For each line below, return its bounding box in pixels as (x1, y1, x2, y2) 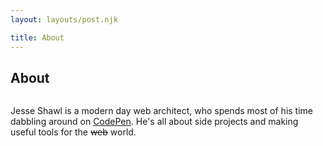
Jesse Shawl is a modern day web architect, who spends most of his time (10, 105, 314, 117)
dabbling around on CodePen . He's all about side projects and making (10, 116, 299, 128)
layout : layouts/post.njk (10, 14, 118, 25)
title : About (10, 32, 65, 43)
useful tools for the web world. (10, 126, 137, 138)
